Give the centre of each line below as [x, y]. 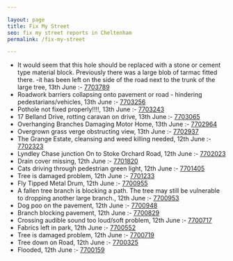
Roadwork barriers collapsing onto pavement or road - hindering [110, 95]
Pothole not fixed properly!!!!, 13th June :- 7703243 [91, 109]
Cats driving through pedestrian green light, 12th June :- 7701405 [111, 168]
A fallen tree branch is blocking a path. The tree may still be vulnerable [119, 191]
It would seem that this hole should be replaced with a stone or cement [119, 65]
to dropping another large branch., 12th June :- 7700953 [98, 198]
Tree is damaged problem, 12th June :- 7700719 [86, 235]
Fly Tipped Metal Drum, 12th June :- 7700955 [82, 183]
